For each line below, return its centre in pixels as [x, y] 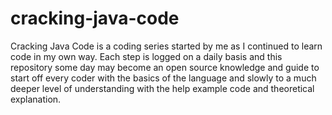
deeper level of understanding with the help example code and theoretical [162, 88]
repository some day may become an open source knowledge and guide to [165, 67]
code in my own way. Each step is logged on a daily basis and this [146, 56]
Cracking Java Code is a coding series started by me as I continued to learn [166, 46]
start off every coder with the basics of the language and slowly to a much [163, 78]
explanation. [36, 99]
